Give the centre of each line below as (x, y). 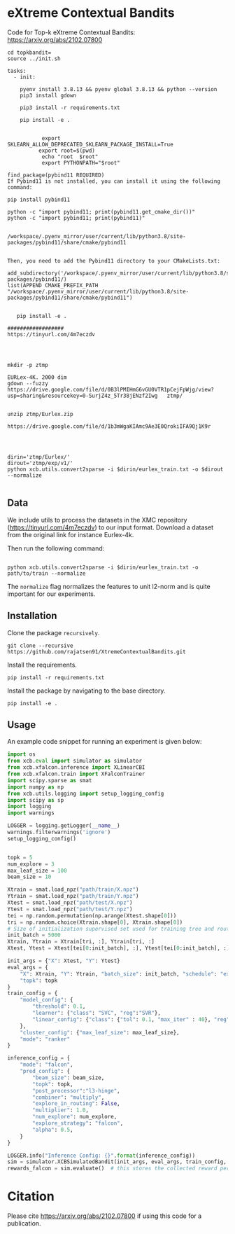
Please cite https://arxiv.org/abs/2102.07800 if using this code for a (105, 1216)
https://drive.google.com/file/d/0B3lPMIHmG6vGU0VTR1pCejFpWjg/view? (111, 389)
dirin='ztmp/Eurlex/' (39, 457)
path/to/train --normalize (47, 573)
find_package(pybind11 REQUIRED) (56, 175)
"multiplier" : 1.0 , (61, 1110)
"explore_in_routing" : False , (76, 1104)
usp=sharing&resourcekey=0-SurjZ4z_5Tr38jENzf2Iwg (83, 396)
